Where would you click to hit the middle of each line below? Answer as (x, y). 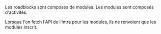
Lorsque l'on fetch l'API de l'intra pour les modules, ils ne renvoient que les (80, 22)
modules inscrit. (21, 27)
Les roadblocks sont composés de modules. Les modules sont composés (79, 7)
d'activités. (16, 12)
